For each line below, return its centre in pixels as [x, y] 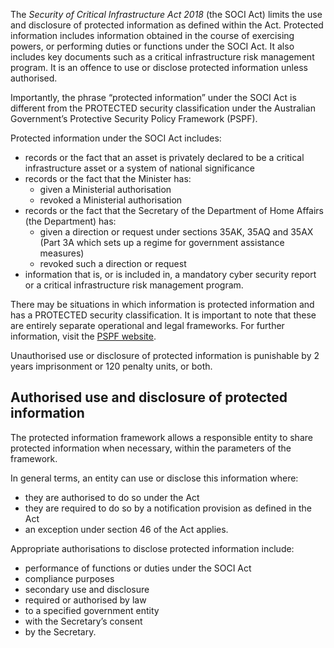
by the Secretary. [60, 631]
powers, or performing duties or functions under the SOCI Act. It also [152, 46]
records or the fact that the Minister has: [108, 178]
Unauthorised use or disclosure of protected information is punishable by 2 [165, 355]
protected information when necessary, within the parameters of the [151, 448]
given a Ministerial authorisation [105, 189]
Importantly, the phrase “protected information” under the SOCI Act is [153, 97]
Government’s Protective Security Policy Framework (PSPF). [134, 118]
